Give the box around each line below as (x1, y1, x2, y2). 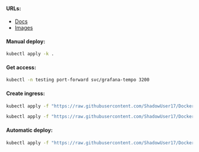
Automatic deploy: (6, 126, 53, 134)
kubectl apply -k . (6, 51, 54, 57)
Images (14, 24, 33, 31)
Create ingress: (6, 90, 46, 97)
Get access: (6, 64, 37, 71)
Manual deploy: (6, 37, 46, 45)
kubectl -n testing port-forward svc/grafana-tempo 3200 (6, 77, 150, 83)
